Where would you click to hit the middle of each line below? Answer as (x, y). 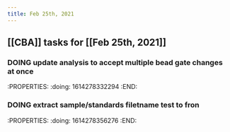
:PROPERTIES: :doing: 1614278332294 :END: (73, 87)
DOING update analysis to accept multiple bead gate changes (115, 62)
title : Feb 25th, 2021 (41, 14)
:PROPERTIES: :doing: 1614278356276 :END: (72, 120)
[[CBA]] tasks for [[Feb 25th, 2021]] (87, 43)
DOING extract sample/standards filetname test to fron (103, 105)
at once (21, 71)
